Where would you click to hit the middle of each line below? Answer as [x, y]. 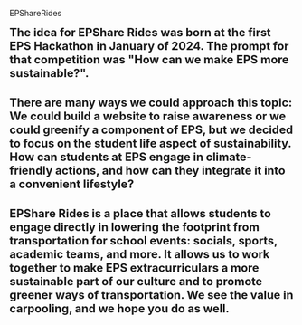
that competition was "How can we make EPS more [149, 60]
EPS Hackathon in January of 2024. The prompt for [149, 46]
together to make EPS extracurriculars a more [134, 268]
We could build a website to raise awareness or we [148, 116]
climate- [229, 157]
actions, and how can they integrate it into [170, 170]
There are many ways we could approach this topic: [151, 102]
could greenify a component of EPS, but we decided [151, 129]
